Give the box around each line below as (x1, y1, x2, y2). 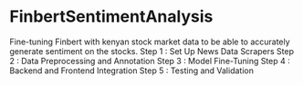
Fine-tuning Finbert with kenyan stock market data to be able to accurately (9, 36, 290, 47)
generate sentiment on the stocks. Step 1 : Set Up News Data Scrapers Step (9, 45, 295, 56)
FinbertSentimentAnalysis (9, 6, 214, 27)
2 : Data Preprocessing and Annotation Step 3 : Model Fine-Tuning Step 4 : (9, 55, 290, 66)
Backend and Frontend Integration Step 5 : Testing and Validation (9, 65, 254, 76)
